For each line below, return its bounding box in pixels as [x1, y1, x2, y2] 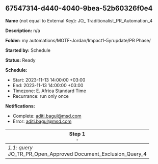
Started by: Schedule [5, 47, 51, 53]
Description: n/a [5, 28, 40, 34]
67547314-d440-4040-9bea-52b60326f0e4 [5, 4, 153, 13]
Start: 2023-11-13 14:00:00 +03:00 [12, 76, 86, 83]
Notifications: [5, 103, 35, 109]
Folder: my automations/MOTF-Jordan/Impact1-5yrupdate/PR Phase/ [5, 37, 151, 43]
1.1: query [8, 144, 33, 151]
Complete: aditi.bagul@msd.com [12, 113, 82, 119]
